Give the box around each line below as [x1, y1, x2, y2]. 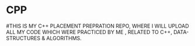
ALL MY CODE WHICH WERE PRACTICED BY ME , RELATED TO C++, [6, 28, 172, 35]
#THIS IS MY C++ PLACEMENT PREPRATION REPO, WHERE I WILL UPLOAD [6, 22, 189, 29]
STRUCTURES [6, 34, 41, 41]
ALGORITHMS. [46, 34, 82, 41]
